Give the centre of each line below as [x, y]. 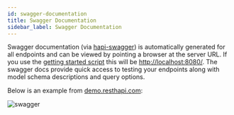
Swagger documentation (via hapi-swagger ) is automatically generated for [116, 47]
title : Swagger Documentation [52, 20]
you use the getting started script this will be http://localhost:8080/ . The [112, 62]
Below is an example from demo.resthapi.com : [75, 91]
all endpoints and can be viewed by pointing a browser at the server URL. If [117, 54]
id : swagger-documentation [47, 14]
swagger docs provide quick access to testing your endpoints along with [113, 69]
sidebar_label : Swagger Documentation [65, 27]
